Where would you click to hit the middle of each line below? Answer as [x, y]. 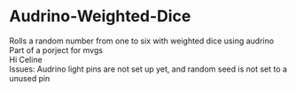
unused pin [30, 78]
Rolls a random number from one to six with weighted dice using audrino [142, 41]
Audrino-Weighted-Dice [100, 16]
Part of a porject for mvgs [56, 50]
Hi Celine [26, 59]
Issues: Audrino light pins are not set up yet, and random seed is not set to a [148, 69]
